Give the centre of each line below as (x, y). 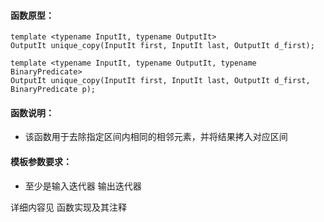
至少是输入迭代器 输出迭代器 (83, 186)
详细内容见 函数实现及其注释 (68, 207)
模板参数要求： (41, 161)
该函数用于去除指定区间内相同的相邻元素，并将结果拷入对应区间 (156, 137)
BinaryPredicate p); (53, 90)
